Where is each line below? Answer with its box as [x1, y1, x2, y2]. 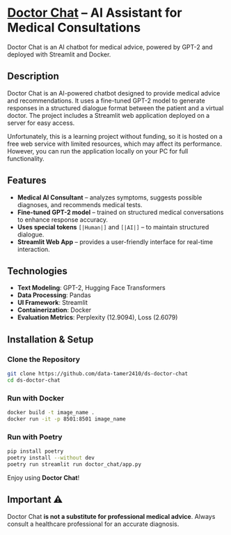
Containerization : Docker [17, 306, 92, 315]
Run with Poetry [7, 432, 63, 442]
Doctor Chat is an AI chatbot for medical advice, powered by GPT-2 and [7, 43, 214, 51]
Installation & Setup [7, 333, 94, 345]
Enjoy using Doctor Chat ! [7, 473, 80, 482]
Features [7, 174, 47, 186]
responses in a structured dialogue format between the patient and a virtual [7, 103, 224, 112]
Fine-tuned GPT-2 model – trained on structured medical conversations [17, 208, 224, 216]
